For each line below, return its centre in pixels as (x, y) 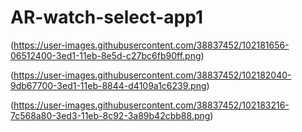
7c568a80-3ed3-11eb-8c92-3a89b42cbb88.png (110, 115)
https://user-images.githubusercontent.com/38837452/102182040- (152, 75)
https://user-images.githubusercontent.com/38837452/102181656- (151, 45)
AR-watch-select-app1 (107, 17)
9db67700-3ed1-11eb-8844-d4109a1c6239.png (108, 85)
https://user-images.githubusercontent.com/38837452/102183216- (151, 105)
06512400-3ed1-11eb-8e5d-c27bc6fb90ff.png (106, 55)
